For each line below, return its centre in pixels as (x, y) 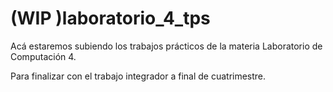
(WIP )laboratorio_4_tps (110, 18)
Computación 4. (43, 56)
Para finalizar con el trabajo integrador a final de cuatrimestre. (138, 76)
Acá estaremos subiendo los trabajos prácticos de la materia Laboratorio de (166, 46)
